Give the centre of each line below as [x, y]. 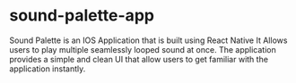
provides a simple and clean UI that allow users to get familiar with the [139, 59]
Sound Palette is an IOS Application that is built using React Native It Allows [148, 40]
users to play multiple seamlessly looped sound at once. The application [143, 49]
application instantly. [48, 69]
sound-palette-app [82, 16]
